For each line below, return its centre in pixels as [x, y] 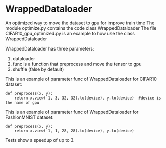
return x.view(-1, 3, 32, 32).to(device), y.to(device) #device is [88, 98]
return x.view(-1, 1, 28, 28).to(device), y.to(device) [74, 131]
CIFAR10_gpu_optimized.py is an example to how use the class [70, 33]
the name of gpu [22, 102]
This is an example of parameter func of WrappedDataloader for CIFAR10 [81, 79]
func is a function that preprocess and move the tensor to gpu [77, 64]
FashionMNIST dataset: [30, 117]
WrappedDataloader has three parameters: [50, 48]
